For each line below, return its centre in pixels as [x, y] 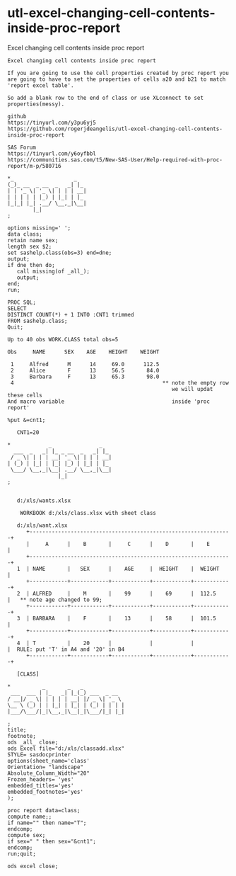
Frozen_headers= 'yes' [41, 779]
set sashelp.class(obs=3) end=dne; [60, 253]
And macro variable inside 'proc [109, 402]
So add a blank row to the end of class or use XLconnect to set [105, 98]
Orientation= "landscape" [45, 767]
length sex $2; [30, 246]
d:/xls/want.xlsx [42, 525]
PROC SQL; [22, 302]
